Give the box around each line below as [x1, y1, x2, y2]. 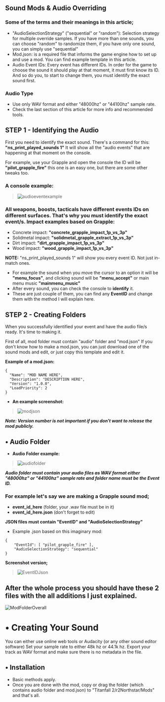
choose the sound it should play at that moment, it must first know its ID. [12, 67, 160, 73]
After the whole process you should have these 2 [5, 584, 159, 592]
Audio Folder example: [12, 451, 60, 457]
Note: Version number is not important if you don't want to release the [5, 418, 152, 424]
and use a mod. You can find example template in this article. [12, 57, 137, 62]
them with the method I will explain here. [12, 296, 95, 302]
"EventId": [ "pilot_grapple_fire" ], [14, 542, 94, 547]
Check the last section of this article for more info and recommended [12, 106, 153, 112]
